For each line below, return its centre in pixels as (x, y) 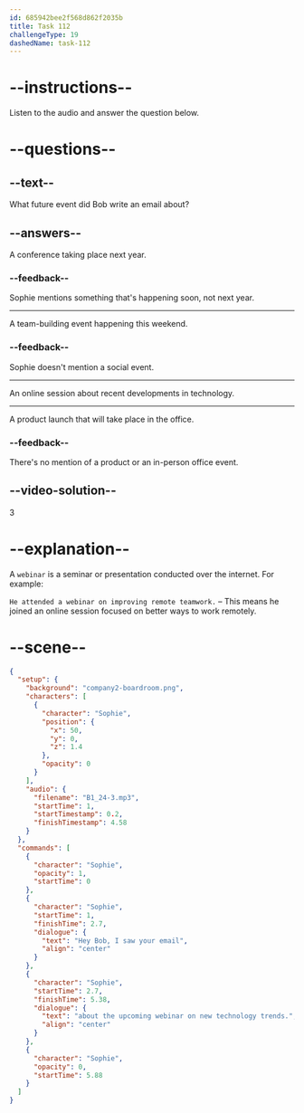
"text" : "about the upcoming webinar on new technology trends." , (170, 1016)
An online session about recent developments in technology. (122, 393)
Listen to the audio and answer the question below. (104, 113)
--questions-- (62, 149)
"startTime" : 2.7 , (68, 991)
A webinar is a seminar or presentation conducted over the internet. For (142, 574)
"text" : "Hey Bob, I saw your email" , (115, 941)
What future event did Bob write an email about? (100, 205)
